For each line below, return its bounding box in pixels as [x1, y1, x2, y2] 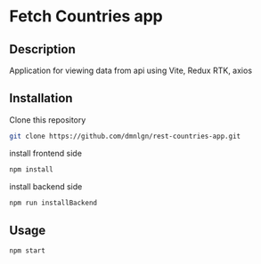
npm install [9, 164, 53, 174]
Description [9, 42, 76, 57]
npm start [9, 246, 46, 255]
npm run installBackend [9, 198, 98, 207]
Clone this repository [9, 114, 86, 125]
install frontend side [9, 148, 83, 158]
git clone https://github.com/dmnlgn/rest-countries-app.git [9, 132, 241, 140]
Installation [9, 91, 73, 106]
